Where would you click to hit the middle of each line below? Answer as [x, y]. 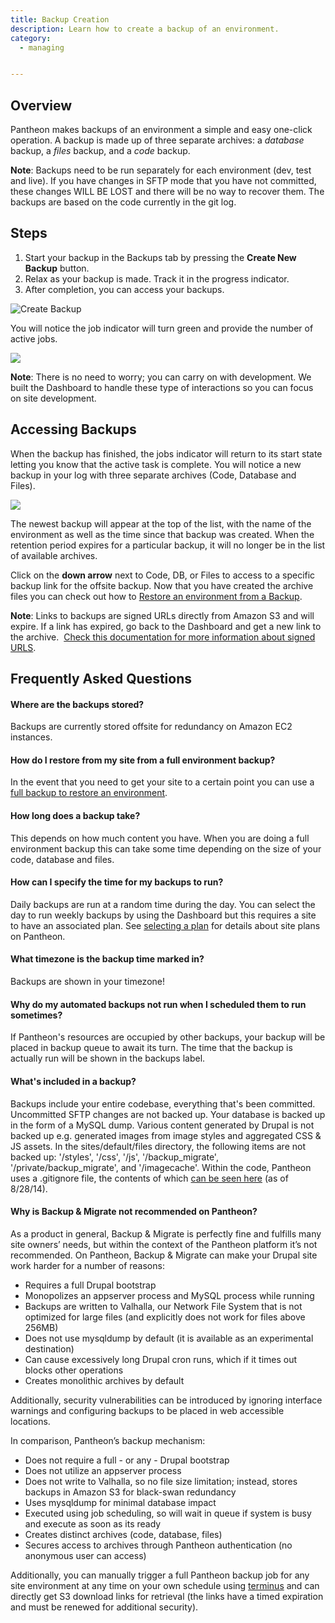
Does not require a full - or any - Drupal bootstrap [127, 1460]
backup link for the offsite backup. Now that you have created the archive [162, 585]
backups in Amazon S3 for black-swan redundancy [130, 1492]
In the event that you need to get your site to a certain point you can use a [162, 782]
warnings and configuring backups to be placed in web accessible [147, 1410]
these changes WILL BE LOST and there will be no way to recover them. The [167, 192]
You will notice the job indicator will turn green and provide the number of [162, 328]
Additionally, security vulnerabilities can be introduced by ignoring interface [166, 1400]
